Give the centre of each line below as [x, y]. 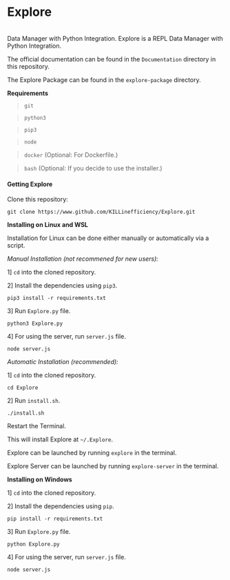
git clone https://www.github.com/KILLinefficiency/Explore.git [101, 212]
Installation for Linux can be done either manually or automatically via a [108, 238]
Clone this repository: [38, 199]
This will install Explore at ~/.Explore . [60, 439]
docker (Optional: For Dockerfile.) [71, 154]
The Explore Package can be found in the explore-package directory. [104, 79]
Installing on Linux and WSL [48, 225]
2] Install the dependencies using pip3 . [62, 286]
